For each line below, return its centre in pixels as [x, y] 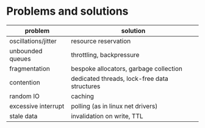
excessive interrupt [37, 106]
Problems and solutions [67, 11]
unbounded [26, 51]
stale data [23, 116]
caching [83, 96]
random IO [24, 96]
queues [20, 58]
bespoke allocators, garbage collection [127, 69]
